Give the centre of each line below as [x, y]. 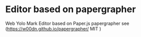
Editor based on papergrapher [70, 9]
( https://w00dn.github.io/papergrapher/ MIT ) [53, 28]
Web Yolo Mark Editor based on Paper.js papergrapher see [67, 23]
